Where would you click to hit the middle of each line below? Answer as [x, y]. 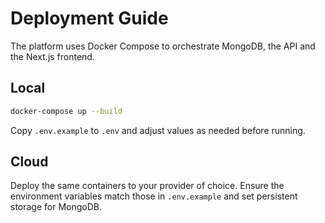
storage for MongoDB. [56, 207]
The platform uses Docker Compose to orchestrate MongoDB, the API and [163, 46]
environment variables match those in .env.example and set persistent [154, 196]
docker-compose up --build [66, 111]
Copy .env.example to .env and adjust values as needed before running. [158, 130]
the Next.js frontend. [52, 56]
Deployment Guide [89, 18]
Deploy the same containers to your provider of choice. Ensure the [147, 186]
